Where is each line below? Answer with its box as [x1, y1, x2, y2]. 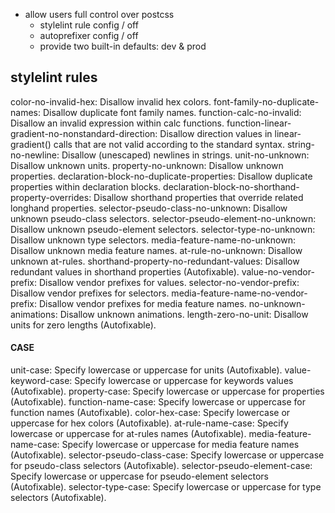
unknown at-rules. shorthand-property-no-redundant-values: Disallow [10, 255, 300, 267]
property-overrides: [10, 191, 92, 203]
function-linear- [226, 117, 292, 129]
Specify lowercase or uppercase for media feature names [61, 439, 300, 451]
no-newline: [10, 149, 60, 161]
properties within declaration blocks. [10, 180, 162, 193]
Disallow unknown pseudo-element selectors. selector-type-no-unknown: [10, 223, 316, 235]
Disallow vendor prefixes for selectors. [10, 287, 170, 299]
